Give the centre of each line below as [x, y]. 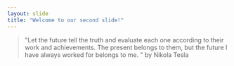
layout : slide [28, 14]
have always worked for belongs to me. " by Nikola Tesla [106, 55]
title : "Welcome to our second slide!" [66, 20]
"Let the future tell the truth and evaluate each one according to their [124, 40]
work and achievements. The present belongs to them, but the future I [126, 47]
